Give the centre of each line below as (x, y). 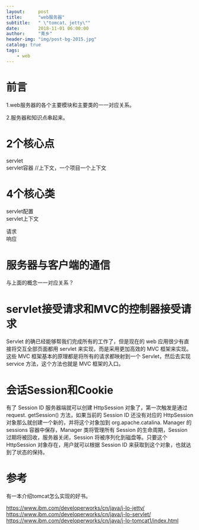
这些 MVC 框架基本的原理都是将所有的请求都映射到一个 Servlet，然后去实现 (99, 356)
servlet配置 (20, 211)
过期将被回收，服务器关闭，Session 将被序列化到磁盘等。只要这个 (87, 437)
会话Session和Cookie (60, 390)
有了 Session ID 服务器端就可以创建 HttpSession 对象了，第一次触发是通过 (97, 407)
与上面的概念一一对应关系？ (40, 283)
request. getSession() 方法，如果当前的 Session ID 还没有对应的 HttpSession (100, 415)
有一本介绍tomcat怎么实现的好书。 (48, 496)
